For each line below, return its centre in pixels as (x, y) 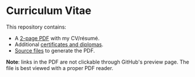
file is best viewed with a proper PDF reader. (60, 68)
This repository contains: (36, 27)
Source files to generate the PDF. (55, 50)
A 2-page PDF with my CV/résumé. (57, 38)
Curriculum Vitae (49, 11)
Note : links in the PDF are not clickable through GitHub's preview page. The (98, 62)
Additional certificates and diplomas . (59, 44)
